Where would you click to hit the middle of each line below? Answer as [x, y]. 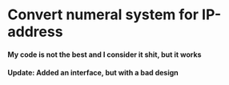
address [35, 32]
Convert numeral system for [103, 15]
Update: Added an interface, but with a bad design [93, 73]
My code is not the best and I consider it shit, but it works [104, 55]
